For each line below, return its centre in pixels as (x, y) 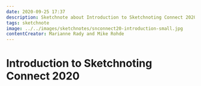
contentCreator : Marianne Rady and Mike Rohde (65, 34)
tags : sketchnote (28, 23)
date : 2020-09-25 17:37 (36, 12)
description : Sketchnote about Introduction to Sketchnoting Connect (95, 17)
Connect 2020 (43, 76)
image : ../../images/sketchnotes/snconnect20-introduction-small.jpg (95, 28)
